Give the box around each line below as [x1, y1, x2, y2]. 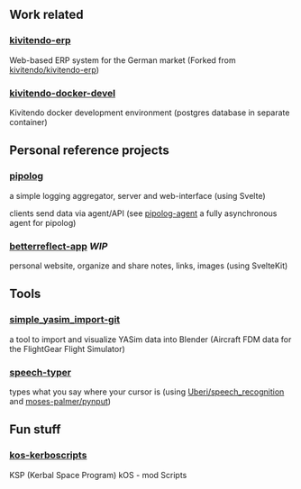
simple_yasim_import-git [9, 313, 121, 326]
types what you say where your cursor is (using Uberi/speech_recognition [9, 386, 285, 397]
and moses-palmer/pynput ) [9, 395, 111, 406]
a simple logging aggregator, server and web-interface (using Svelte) [9, 190, 266, 201]
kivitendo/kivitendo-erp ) [9, 64, 100, 75]
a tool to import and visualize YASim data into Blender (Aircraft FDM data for [9, 333, 292, 345]
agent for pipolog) [9, 217, 77, 228]
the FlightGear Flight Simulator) [9, 343, 126, 354]
